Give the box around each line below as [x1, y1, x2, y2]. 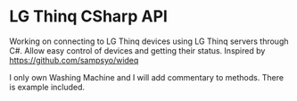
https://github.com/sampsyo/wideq [9, 55, 139, 65]
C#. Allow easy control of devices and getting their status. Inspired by [9, 45, 266, 55]
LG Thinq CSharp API [9, 6, 168, 27]
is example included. [9, 81, 86, 92]
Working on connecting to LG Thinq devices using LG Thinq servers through [9, 36, 289, 46]
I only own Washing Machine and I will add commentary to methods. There [9, 72, 284, 82]
